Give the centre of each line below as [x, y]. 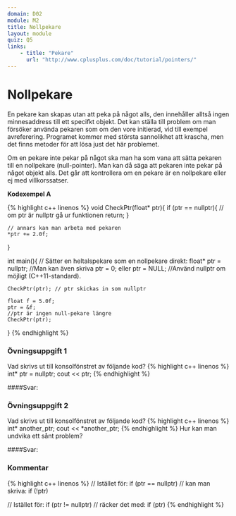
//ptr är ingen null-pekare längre [60, 313]
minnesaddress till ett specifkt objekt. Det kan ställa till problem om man [112, 121]
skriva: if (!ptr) [28, 491]
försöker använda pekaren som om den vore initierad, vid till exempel [107, 129]
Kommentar [28, 468]
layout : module [30, 33]
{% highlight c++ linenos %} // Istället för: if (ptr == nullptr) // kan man [109, 483]
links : [17, 47]
